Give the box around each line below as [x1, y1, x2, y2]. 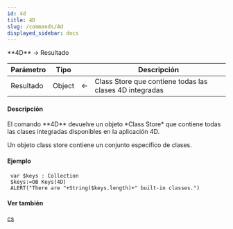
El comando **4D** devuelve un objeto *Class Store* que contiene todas [7, 120, 221, 128]
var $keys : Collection [10, 172, 79, 179]
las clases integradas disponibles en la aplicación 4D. [7, 128, 160, 136]
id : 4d [7, 10, 26, 17]
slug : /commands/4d [7, 23, 64, 30]
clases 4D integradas [94, 85, 164, 95]
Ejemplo [7, 157, 31, 165]
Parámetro [10, 65, 46, 75]
